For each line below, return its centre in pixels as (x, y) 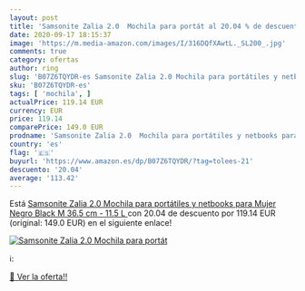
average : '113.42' (44, 178)
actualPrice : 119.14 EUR (56, 102)
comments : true (38, 52)
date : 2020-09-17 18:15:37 (60, 34)
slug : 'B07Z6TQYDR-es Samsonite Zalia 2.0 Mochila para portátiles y (144, 77)
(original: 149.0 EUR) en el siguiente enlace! (91, 223)
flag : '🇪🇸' (32, 152)
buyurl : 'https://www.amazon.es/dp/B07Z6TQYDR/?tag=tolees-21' (132, 161)
